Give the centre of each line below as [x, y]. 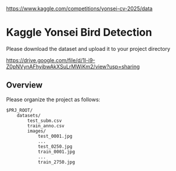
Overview [25, 85]
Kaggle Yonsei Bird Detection [79, 33]
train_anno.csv [46, 126]
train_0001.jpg [56, 151]
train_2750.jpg [56, 162]
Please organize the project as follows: [53, 99]
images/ [37, 131]
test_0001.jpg [55, 136]
